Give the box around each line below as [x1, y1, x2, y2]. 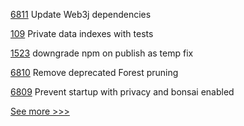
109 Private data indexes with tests [10, 28, 154, 39]
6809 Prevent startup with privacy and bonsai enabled [10, 86, 235, 98]
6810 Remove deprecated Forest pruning [10, 67, 179, 78]
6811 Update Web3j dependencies [10, 9, 152, 20]
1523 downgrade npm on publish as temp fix [10, 47, 194, 59]
